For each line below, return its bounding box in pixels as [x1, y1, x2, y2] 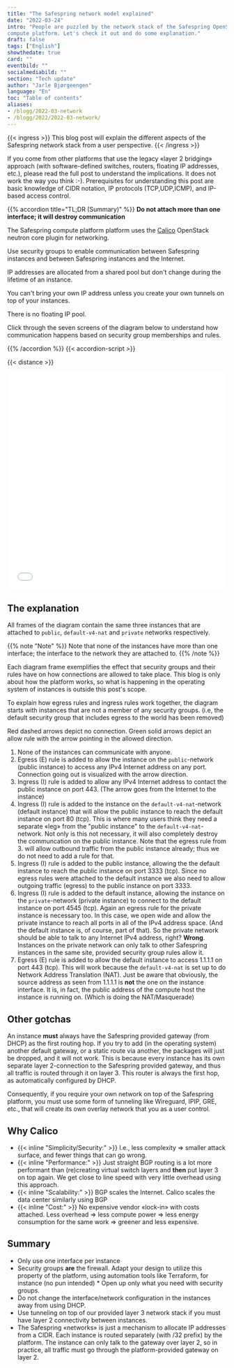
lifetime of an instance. [7, 275, 73, 284]
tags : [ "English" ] [7, 43, 61, 50]
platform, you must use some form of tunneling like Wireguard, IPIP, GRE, [7, 1098, 217, 1106]
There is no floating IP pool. [7, 310, 87, 318]
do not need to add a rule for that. [17, 852, 115, 860]
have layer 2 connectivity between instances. [17, 1316, 148, 1324]
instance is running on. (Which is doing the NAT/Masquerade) [17, 993, 195, 1001]
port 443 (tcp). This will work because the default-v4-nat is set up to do [17, 963, 226, 972]
